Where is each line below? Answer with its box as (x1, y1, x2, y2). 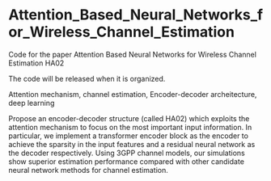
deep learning (8, 98, 55, 107)
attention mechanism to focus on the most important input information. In (8, 122, 252, 132)
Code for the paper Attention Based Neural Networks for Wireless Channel (8, 49, 257, 59)
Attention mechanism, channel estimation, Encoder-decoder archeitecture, (8, 89, 257, 99)
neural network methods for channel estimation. (8, 165, 168, 175)
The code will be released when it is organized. (8, 74, 166, 83)
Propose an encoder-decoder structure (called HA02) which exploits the (8, 113, 250, 123)
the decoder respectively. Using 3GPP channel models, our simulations (8, 148, 245, 158)
